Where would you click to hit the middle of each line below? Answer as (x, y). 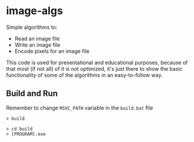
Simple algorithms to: (32, 27)
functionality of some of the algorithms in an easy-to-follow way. (84, 75)
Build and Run (32, 93)
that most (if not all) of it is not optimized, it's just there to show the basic (94, 68)
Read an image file (37, 38)
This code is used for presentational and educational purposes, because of (97, 62)
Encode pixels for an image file (52, 51)
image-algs (35, 11)
